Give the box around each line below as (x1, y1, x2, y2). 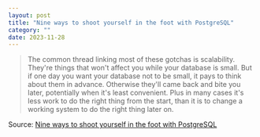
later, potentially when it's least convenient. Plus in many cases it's (27, 88, 244, 98)
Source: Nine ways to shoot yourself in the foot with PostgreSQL (8, 120, 217, 129)
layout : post (8, 11, 51, 20)
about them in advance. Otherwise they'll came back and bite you (27, 80, 241, 89)
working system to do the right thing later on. (27, 105, 174, 114)
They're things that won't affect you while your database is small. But (27, 63, 252, 73)
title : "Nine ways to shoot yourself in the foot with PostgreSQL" (8, 19, 235, 27)
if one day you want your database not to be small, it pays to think (27, 71, 242, 81)
